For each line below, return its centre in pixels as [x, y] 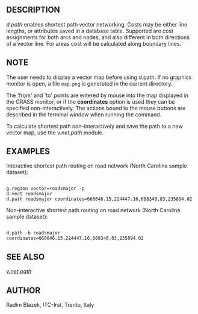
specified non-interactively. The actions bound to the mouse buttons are [96, 108]
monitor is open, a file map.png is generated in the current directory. [89, 83]
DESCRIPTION [33, 10]
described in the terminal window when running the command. [84, 115]
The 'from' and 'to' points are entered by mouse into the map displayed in [97, 95]
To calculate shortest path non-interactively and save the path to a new [94, 126]
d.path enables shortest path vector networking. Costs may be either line [97, 24]
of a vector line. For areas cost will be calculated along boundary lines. [94, 43]
